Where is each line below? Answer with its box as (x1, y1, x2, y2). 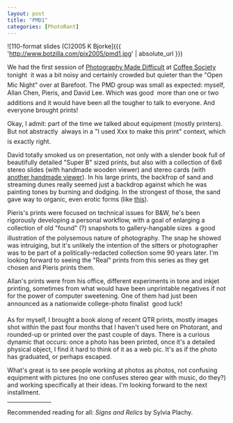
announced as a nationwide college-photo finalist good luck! (7, 300, 183, 308)
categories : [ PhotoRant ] (7, 23, 79, 30)
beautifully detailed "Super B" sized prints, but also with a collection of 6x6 (7, 158, 223, 167)
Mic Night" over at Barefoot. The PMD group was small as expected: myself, (7, 81, 225, 89)
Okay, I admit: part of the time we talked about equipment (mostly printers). (7, 120, 223, 128)
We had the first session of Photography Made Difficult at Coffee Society (7, 63, 216, 72)
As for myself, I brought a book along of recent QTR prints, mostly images (7, 316, 218, 324)
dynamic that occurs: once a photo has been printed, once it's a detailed (7, 338, 216, 346)
